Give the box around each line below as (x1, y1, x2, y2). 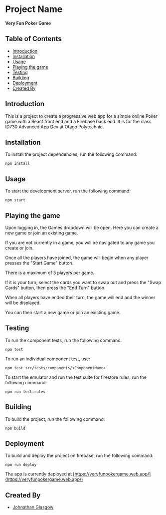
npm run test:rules (5, 389, 46, 394)
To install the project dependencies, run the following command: (5, 151, 138, 157)
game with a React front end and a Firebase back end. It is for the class (5, 118, 152, 124)
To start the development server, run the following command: (5, 188, 131, 194)
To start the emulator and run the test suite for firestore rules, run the (5, 374, 147, 380)
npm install (5, 161, 30, 166)
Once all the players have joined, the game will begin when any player (5, 254, 149, 261)
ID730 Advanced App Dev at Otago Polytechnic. (5, 124, 104, 130)
